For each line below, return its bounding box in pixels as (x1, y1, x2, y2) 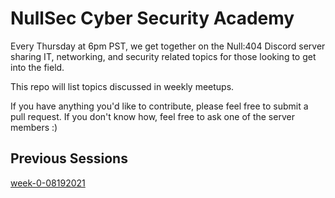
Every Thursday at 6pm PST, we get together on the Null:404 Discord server (10, 40, 326, 52)
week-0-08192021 (10, 177, 86, 189)
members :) (10, 121, 58, 133)
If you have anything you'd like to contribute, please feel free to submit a (10, 100, 309, 112)
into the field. (10, 61, 65, 73)
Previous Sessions (10, 150, 128, 167)
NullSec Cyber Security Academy (10, 7, 295, 30)
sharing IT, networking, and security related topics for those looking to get (10, 50, 317, 62)
